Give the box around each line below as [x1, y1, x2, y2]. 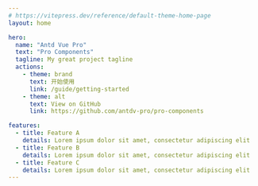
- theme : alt [22, 92, 66, 100]
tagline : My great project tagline [15, 56, 133, 64]
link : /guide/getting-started [29, 85, 129, 93]
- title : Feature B [15, 144, 80, 152]
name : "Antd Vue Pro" [15, 41, 87, 48]
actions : [15, 63, 44, 72]
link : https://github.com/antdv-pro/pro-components [29, 107, 204, 115]
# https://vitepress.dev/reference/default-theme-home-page [8, 11, 212, 20]
